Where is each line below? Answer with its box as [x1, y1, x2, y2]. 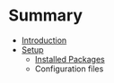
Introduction [21, 35, 67, 46]
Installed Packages [34, 54, 105, 64]
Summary [8, 5, 83, 26]
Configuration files [34, 63, 104, 74]
